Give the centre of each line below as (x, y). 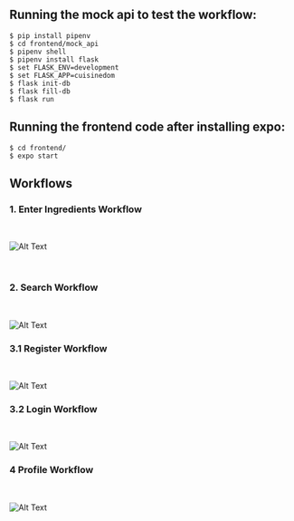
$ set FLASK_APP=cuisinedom (62, 75)
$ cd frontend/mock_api (54, 43)
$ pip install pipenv (50, 35)
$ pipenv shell (38, 52)
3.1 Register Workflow (58, 348)
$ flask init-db (40, 83)
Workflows (41, 183)
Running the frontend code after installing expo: (147, 127)
